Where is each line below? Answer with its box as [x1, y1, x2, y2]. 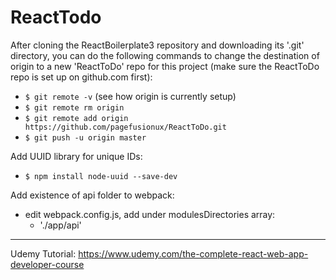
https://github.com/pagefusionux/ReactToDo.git [24, 122, 227, 132]
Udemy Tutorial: [10, 247, 77, 260]
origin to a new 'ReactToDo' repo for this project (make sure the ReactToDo [10, 60, 320, 72]
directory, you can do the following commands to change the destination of [10, 49, 320, 61]
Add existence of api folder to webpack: [10, 189, 175, 201]
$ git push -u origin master [24, 132, 147, 143]
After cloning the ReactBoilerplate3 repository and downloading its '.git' [10, 39, 305, 51]
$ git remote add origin [24, 113, 129, 123]
